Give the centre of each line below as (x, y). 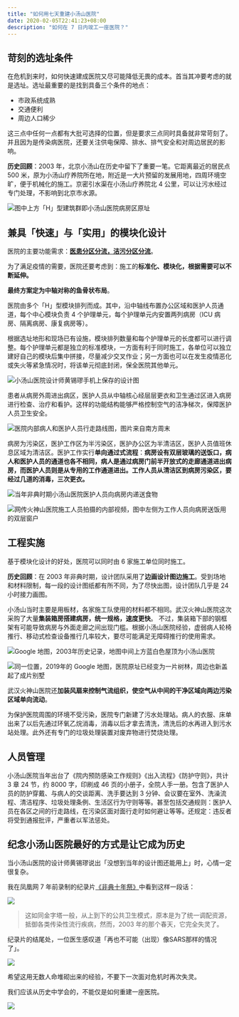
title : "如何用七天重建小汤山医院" (54, 14)
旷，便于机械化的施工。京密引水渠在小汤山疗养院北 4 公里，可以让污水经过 (117, 184)
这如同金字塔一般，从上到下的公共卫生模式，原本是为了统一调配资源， (128, 915)
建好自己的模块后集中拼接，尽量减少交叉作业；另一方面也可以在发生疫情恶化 (119, 356)
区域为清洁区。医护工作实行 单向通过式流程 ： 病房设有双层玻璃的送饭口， (119, 452)
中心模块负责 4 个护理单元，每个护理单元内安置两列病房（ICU (122, 314)
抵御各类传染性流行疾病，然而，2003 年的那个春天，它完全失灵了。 (124, 924)
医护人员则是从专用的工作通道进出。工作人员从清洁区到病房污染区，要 (129, 470)
